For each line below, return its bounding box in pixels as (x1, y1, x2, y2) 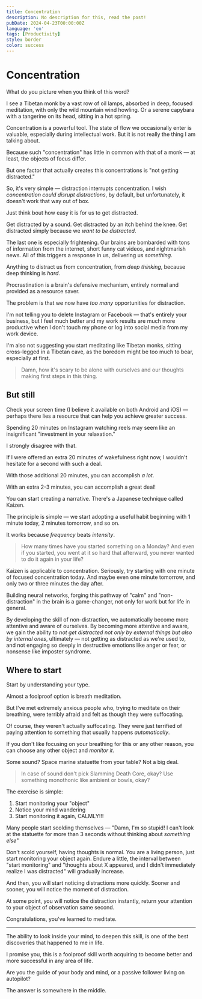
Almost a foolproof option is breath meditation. (6, 692, 122, 700)
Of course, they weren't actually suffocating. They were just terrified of (6, 723, 182, 730)
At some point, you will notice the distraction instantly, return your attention (6, 897, 192, 905)
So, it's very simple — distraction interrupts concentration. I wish (6, 185, 167, 192)
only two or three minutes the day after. (6, 579, 104, 587)
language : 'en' (6, 25, 44, 32)
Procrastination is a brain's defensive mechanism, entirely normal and (6, 281, 179, 289)
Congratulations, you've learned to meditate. (6, 915, 117, 923)
